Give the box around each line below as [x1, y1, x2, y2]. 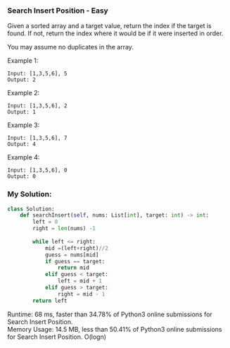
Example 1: [7, 56, 39, 65]
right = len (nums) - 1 [32, 225, 96, 232]
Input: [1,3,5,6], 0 [7, 167, 68, 174]
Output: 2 [7, 76, 37, 83]
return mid [57, 264, 90, 272]
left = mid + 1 [57, 277, 102, 284]
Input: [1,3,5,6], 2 [7, 102, 68, 109]
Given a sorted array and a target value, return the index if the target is [7, 22, 212, 30]
